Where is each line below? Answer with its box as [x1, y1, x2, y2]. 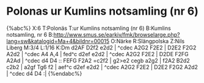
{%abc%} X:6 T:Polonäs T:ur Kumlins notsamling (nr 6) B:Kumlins [6, 24, 171, 32]
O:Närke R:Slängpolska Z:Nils [111, 37, 185, 45]
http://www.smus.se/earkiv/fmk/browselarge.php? [53, 31, 180, 38]
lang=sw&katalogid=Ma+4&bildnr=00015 [6, 37, 110, 45]
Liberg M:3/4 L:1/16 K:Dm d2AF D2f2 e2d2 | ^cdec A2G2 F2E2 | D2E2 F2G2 [6, 44, 197, 51]
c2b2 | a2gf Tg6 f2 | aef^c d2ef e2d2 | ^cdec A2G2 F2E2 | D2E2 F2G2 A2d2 [6, 63, 199, 71]
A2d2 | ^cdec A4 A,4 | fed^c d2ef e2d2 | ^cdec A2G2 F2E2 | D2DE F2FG [6, 50, 189, 57]
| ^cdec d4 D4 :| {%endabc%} [6, 70, 82, 77]
